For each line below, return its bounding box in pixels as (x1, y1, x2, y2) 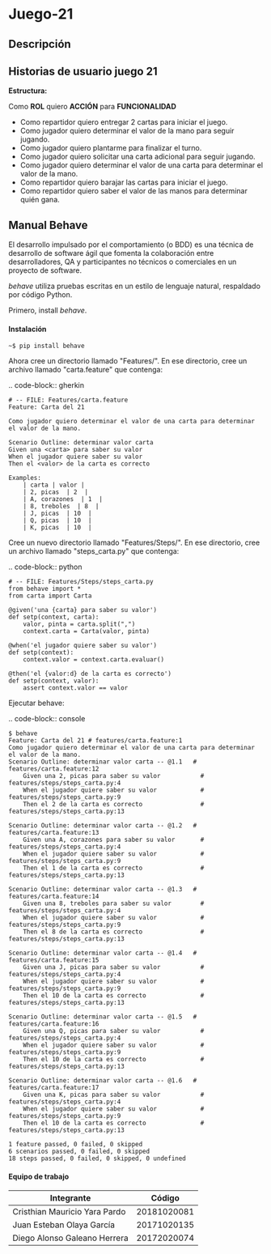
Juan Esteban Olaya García (12, 1219, 116, 1231)
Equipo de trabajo (8, 1171, 70, 1181)
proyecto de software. (8, 266, 83, 275)
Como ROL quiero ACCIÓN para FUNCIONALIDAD (8, 102, 176, 112)
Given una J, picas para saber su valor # (23, 963, 205, 971)
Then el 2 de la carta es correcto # (23, 801, 205, 809)
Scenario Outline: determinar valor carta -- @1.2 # (8, 822, 197, 830)
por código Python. (8, 290, 73, 300)
